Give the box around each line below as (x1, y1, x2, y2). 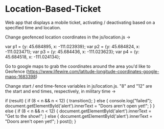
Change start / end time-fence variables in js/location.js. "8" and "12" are (5, 83, 153, 89)
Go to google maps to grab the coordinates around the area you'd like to (5, 63, 151, 69)
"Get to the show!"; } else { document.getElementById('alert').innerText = (5, 113, 153, 119)
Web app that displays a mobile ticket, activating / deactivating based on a (5, 19, 155, 25)
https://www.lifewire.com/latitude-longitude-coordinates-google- (27, 68, 160, 74)
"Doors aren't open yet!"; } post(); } (5, 118, 76, 124)
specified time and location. (5, 24, 61, 30)
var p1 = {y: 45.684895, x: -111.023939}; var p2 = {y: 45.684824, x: (5, 43, 141, 49)
